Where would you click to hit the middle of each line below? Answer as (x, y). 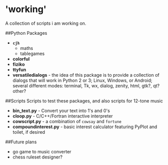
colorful (21, 59)
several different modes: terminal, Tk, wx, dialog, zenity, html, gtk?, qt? (86, 86)
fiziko (19, 64)
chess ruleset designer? (38, 157)
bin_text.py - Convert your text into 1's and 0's (61, 111)
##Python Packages (26, 33)
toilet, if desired (29, 132)
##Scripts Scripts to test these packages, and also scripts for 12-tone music (84, 101)
